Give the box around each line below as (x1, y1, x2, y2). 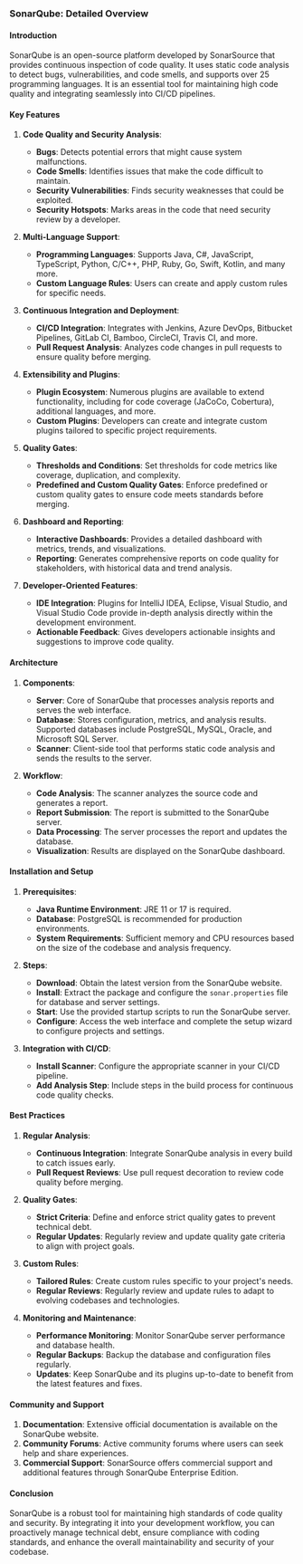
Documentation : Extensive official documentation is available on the (22, 1419, 279, 1430)
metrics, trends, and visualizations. (35, 543, 166, 554)
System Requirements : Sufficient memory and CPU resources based (35, 932, 295, 944)
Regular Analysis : (22, 1130, 90, 1141)
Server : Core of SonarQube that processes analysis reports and (35, 695, 275, 705)
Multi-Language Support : (22, 232, 120, 243)
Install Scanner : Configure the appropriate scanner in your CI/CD (35, 1060, 280, 1071)
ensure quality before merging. (35, 351, 152, 362)
